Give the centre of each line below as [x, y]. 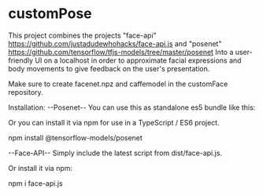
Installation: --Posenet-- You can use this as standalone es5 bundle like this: [132, 107]
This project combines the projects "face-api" [83, 35]
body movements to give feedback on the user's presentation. [109, 68]
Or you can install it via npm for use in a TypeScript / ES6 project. [114, 122]
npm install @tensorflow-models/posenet [76, 137]
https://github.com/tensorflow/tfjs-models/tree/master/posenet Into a [121, 52]
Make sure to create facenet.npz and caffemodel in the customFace [118, 84]
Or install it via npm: [41, 168]
